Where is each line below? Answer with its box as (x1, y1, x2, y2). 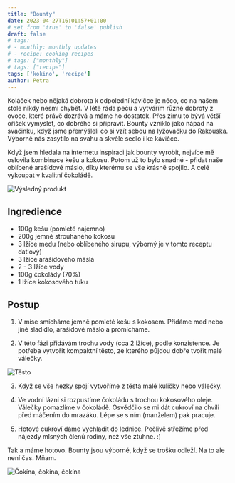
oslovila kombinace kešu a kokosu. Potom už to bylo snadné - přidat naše (7, 156, 223, 164)
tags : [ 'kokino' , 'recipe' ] (7, 70, 91, 77)
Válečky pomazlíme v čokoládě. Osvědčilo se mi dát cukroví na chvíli (17, 403, 219, 412)
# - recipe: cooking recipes (7, 51, 94, 58)
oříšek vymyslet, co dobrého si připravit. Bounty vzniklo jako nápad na (7, 119, 214, 128)
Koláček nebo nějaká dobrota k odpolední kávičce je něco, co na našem (7, 96, 219, 105)
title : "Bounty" (7, 10, 56, 18)
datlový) (17, 247, 43, 256)
